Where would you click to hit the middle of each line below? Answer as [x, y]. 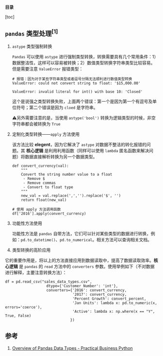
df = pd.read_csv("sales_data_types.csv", [49, 282]
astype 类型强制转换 [32, 46]
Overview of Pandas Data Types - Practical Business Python [72, 348]
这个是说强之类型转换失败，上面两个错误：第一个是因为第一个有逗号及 [82, 101]
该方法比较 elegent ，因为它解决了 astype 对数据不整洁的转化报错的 [79, 144]
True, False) [18, 316]
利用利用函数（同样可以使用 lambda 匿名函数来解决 [99, 150]
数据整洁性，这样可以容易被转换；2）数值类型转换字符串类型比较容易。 [83, 63]
